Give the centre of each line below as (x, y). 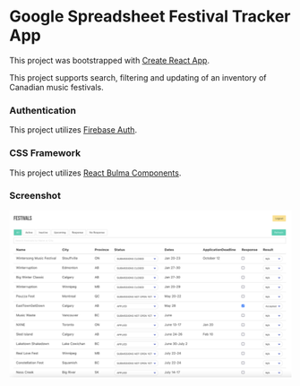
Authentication (43, 110)
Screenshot (35, 196)
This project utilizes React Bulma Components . (95, 173)
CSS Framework (45, 153)
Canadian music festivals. (57, 87)
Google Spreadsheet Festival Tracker (150, 17)
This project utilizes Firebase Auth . (73, 130)
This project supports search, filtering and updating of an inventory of (138, 77)
